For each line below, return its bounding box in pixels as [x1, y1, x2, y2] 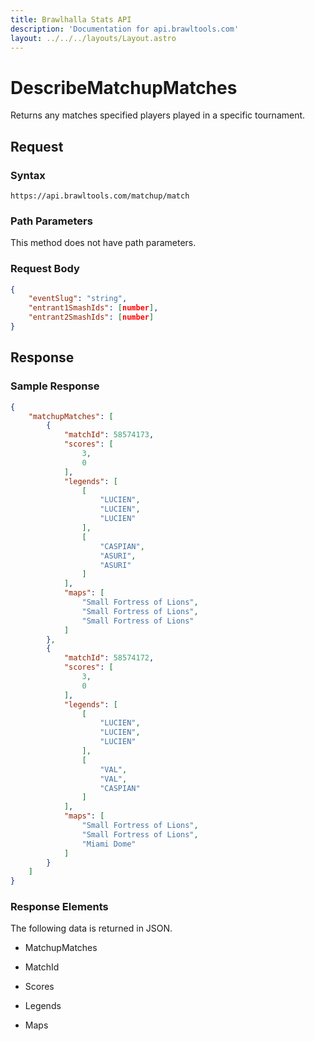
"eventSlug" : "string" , [28, 294, 128, 304]
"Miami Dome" [81, 839, 137, 849]
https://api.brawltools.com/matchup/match [10, 191, 190, 201]
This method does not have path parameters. [10, 237, 197, 249]
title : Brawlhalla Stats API [10, 14, 132, 25]
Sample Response [10, 379, 100, 393]
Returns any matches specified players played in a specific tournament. [10, 109, 306, 121]
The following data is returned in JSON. [10, 922, 173, 935]
